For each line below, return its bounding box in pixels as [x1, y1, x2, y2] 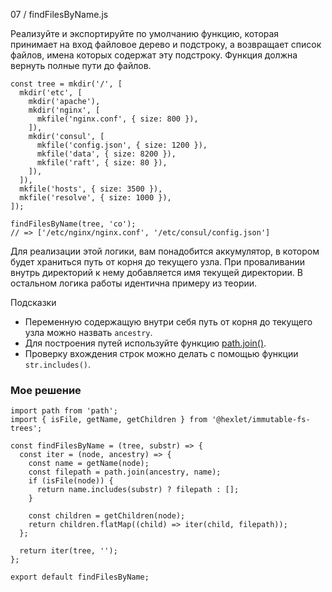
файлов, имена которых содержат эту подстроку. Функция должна [10, 49, 298, 61]
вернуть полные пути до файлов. [10, 60, 152, 71]
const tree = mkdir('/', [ [10, 79, 123, 89]
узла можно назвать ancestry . [24, 327, 153, 338]
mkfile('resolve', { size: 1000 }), [19, 193, 172, 203]
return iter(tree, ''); [19, 546, 118, 556]
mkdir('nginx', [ [28, 105, 101, 115]
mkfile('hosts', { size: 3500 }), [19, 184, 163, 194]
